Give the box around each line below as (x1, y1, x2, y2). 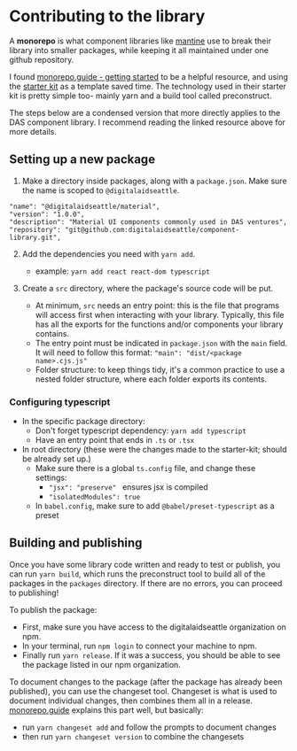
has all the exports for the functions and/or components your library (35, 319, 284, 329)
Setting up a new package (9, 152, 156, 167)
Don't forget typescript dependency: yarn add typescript (35, 425, 246, 436)
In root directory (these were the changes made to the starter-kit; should (21, 445, 287, 455)
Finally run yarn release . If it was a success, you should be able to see (21, 649, 281, 661)
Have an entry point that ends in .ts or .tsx (35, 435, 195, 445)
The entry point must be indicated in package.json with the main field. (35, 337, 288, 348)
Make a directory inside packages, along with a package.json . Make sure (21, 175, 287, 186)
